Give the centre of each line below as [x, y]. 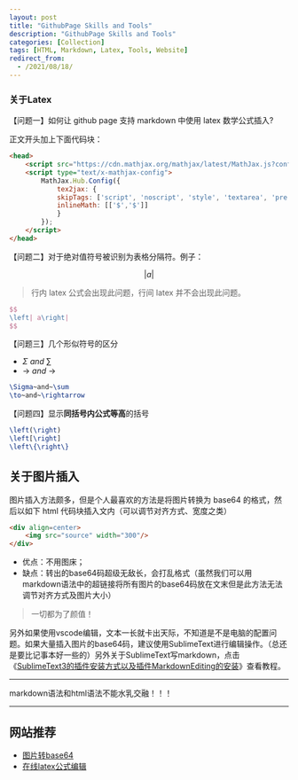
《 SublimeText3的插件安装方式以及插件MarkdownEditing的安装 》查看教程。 [147, 667]
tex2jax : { [77, 189]
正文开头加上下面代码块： [56, 139]
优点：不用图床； [53, 562]
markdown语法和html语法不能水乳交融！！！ [91, 693]
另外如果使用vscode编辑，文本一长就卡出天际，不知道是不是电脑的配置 [139, 633]
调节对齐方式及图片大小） [69, 596]
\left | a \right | [39, 317]
